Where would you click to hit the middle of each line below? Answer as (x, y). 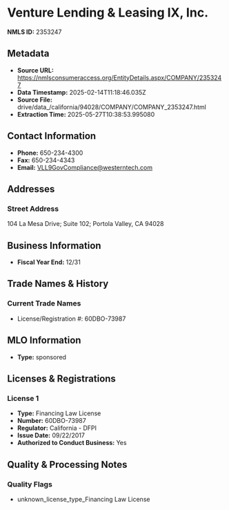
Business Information (54, 246)
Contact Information (52, 136)
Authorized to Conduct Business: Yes (72, 443)
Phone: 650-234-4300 (50, 153)
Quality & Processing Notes (67, 464)
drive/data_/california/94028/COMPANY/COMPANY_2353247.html (112, 107)
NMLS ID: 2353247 (34, 32)
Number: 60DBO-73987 (51, 421)
